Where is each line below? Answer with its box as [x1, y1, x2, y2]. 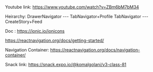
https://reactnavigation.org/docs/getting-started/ [5, 37, 104, 43]
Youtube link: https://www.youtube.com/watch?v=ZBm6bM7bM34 [5, 4, 139, 10]
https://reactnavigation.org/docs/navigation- [50, 47, 140, 53]
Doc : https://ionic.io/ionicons [5, 28, 65, 34]
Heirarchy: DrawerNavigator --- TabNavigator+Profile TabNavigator [5, 14, 141, 19]
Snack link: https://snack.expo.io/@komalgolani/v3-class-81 [5, 62, 127, 67]
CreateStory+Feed [5, 19, 43, 24]
